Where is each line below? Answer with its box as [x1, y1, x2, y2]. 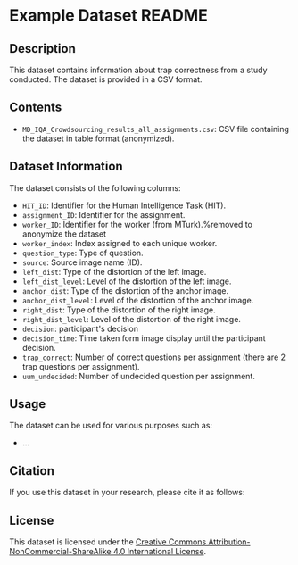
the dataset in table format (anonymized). [21, 133, 175, 144]
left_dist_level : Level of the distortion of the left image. [21, 276, 232, 287]
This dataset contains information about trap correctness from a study [9, 64, 268, 75]
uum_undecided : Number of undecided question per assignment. [21, 370, 256, 381]
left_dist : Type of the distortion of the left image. [21, 266, 207, 277]
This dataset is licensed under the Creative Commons [9, 536, 207, 547]
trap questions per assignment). [21, 361, 140, 371]
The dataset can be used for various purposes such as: [9, 420, 212, 431]
